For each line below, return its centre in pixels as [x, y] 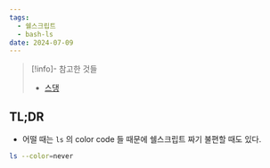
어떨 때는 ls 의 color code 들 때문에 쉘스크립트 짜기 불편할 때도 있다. [142, 139]
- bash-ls [35, 34]
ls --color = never [41, 156]
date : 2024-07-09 [41, 42]
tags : [19, 17]
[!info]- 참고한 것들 [64, 69]
